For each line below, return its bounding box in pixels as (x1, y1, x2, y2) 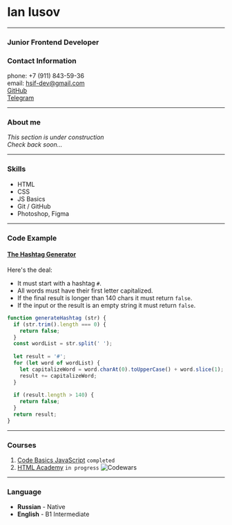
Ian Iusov (7, 4, 61, 20)
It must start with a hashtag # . (17, 279, 102, 287)
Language (7, 487, 42, 497)
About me (7, 118, 41, 127)
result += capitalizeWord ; (19, 372, 97, 379)
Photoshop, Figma (17, 209, 70, 218)
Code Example (7, 233, 57, 243)
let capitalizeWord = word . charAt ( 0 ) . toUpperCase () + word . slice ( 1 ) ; (19, 366, 224, 373)
